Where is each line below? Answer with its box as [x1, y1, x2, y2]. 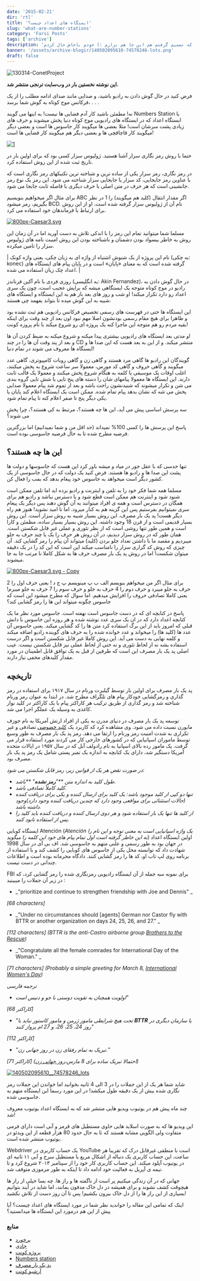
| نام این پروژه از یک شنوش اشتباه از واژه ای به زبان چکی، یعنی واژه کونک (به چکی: [7, 253, 191, 261]
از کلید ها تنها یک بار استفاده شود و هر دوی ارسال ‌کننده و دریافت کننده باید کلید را [15, 810, 193, 817]
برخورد [15, 1236, 31, 1243]
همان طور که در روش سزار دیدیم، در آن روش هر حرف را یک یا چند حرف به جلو [7, 531, 182, 538]
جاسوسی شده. [7, 1093, 40, 1101]
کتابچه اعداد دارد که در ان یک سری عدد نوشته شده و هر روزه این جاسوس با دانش [7, 616, 186, 623]
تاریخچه [7, 671, 32, 681]
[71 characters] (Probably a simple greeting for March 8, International [7, 965, 177, 972]
